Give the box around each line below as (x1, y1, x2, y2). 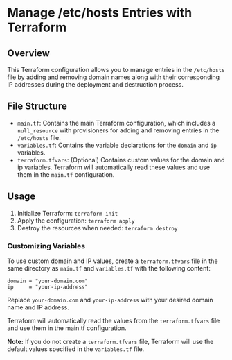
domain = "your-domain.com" (7, 277, 89, 284)
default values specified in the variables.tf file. (7, 345, 145, 353)
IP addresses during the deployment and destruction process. (7, 80, 184, 88)
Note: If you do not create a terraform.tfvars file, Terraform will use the (7, 337, 214, 345)
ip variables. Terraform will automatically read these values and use (17, 163, 210, 171)
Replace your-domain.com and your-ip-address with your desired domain (7, 295, 213, 304)
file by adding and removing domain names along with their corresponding (7, 73, 220, 81)
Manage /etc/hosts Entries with (7, 5, 193, 21)
